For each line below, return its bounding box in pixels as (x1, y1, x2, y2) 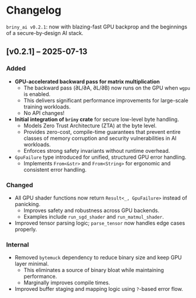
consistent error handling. (23, 166, 87, 173)
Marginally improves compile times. (23, 279, 111, 286)
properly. (14, 226, 37, 233)
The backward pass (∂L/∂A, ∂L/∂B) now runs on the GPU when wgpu (23, 84, 191, 91)
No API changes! (23, 109, 65, 116)
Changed (6, 181, 34, 189)
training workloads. (23, 103, 71, 110)
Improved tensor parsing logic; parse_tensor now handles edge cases (14, 219, 185, 226)
